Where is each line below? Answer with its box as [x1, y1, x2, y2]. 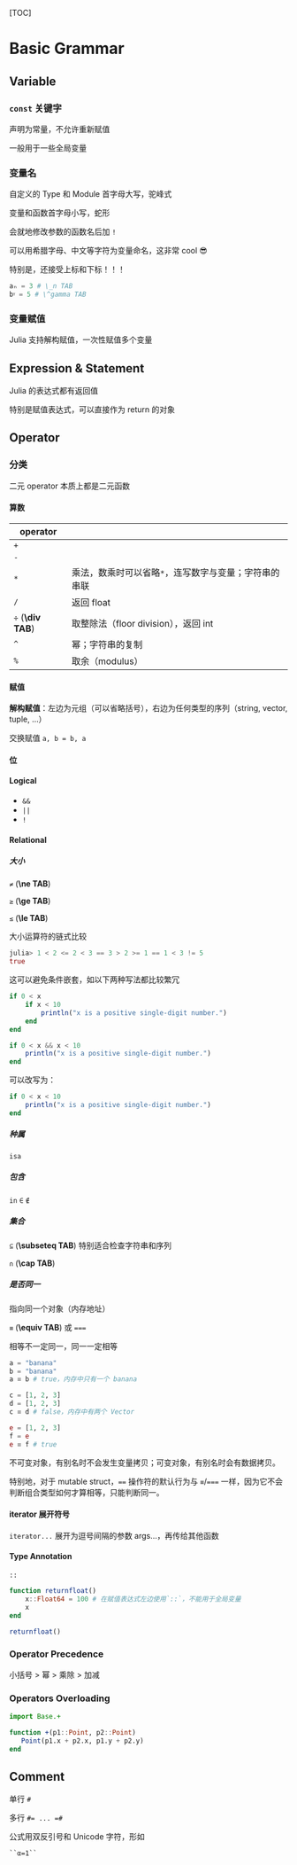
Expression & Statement [9, 361, 145, 376]
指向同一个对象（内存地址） [9, 1303, 110, 1314]
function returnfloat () [9, 1587, 97, 1596]
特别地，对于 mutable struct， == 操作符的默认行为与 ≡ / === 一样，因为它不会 [9, 1476, 283, 1487]
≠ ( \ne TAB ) [9, 878, 51, 889]
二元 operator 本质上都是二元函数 [9, 480, 131, 491]
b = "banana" [9, 1367, 57, 1376]
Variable [9, 74, 57, 89]
